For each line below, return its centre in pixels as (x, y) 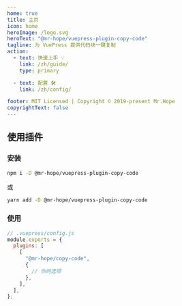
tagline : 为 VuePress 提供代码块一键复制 (61, 45)
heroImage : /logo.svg (38, 32)
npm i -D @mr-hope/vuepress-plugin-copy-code (73, 173)
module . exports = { (35, 240)
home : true (22, 13)
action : (18, 52)
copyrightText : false (38, 108)
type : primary (39, 70)
